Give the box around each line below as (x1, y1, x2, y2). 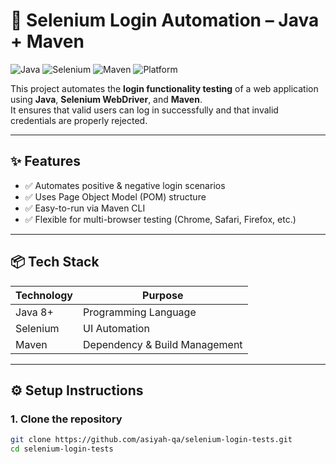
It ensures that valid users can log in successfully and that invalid (10, 104, 279, 116)
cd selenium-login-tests (10, 444, 114, 454)
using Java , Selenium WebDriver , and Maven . (10, 93, 203, 105)
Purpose (142, 288, 184, 302)
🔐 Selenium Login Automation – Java (10, 9, 320, 32)
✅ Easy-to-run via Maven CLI (24, 202, 146, 214)
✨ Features (10, 153, 81, 170)
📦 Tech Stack (10, 254, 100, 271)
